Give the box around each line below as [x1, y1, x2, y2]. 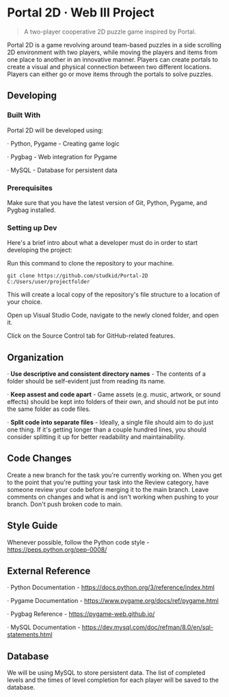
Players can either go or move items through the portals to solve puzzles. [7, 70, 213, 78]
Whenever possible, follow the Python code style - [7, 538, 150, 546]
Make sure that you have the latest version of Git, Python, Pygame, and [7, 198, 207, 206]
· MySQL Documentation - [7, 623, 81, 632]
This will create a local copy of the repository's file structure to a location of [7, 290, 220, 299]
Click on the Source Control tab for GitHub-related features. [7, 331, 176, 340]
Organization [7, 351, 64, 363]
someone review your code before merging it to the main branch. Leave [7, 485, 209, 493]
